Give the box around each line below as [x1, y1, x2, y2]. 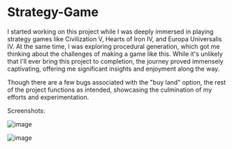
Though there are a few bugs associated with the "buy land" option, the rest [7, 78, 226, 86]
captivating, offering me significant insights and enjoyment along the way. [7, 64, 220, 73]
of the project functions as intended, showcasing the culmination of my [7, 85, 212, 94]
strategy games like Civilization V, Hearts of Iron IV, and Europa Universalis [7, 34, 222, 43]
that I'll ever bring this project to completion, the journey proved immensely [7, 57, 224, 65]
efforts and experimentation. [7, 92, 89, 101]
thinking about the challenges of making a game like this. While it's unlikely [7, 50, 224, 58]
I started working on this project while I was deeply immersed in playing [7, 27, 214, 36]
